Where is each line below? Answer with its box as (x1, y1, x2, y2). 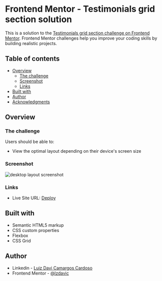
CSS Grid (12, 237, 31, 243)
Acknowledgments (12, 99, 50, 105)
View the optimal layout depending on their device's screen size (12, 148, 141, 154)
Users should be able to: (5, 139, 55, 145)
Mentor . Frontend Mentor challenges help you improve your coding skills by (5, 35, 158, 41)
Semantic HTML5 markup (12, 222, 64, 228)
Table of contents (5, 55, 60, 63)
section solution (5, 14, 72, 25)
